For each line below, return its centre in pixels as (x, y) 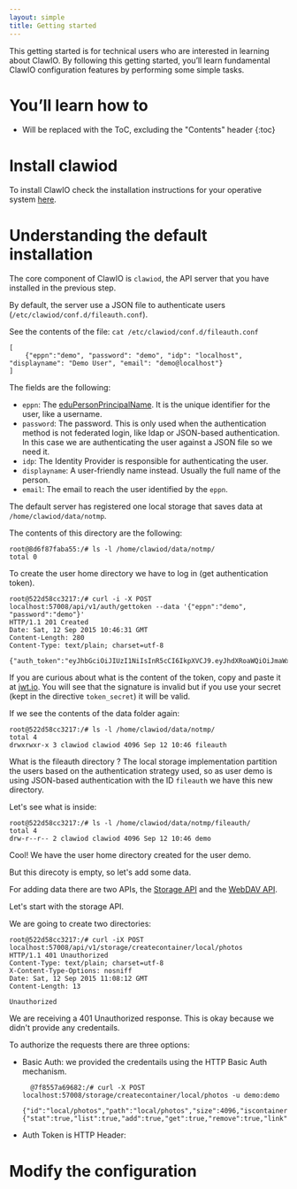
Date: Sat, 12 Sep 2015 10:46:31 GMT (79, 630)
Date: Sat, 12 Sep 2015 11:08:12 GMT (79, 979)
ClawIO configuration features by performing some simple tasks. (127, 69)
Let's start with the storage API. (67, 907)
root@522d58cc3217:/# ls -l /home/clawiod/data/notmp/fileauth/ (130, 823)
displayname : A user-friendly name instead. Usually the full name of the (151, 471)
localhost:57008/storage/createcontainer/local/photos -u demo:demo (151, 1096)
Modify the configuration (103, 1171)
